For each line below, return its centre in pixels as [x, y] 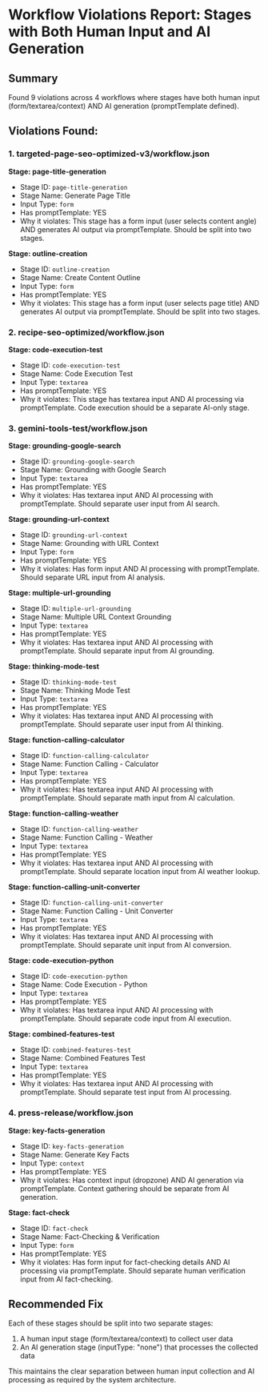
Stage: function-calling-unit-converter [74, 887]
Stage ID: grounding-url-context [74, 535]
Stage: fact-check [39, 1212]
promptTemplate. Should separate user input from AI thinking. [122, 724]
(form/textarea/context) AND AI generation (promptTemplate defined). [124, 106]
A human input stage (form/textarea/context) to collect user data [126, 1339]
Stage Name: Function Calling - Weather [86, 837]
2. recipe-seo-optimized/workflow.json [86, 332]
